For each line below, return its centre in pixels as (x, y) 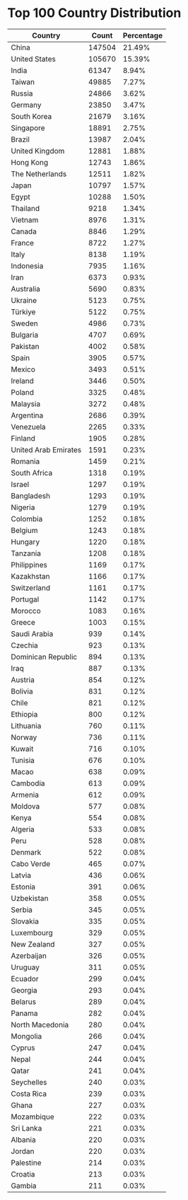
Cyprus (23, 1047)
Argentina (27, 415)
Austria (23, 679)
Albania (24, 1139)
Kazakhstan (30, 576)
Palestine (26, 1162)
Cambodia (28, 783)
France (22, 243)
